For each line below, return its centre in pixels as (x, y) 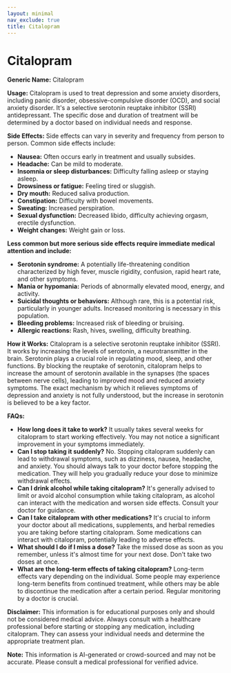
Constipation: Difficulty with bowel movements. (85, 201)
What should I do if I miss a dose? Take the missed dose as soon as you (120, 547)
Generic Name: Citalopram (46, 80)
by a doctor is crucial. (48, 598)
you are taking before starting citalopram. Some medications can (109, 533)
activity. (28, 294)
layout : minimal (30, 13)
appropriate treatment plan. (46, 641)
